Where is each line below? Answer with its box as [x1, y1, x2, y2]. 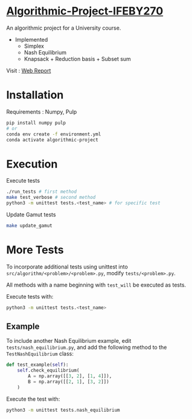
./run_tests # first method [6, 189, 77, 195]
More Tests [6, 243, 64, 256]
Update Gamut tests [6, 210, 56, 218]
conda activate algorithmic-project [6, 137, 98, 143]
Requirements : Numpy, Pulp [6, 108, 77, 115]
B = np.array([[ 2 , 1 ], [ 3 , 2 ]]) [28, 379, 110, 385]
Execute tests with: [6, 293, 54, 300]
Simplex [24, 42, 44, 50]
